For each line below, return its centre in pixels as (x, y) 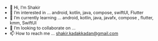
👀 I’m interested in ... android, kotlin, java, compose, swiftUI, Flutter (77, 13)
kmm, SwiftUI (23, 23)
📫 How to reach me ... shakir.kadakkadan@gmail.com (64, 33)
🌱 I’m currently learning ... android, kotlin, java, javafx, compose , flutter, (82, 18)
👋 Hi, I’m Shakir (25, 7)
